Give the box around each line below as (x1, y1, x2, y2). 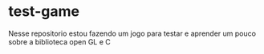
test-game (8, 2, 80, 21)
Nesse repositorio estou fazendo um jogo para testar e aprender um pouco (8, 29, 257, 38)
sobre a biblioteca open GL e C (8, 37, 111, 46)
